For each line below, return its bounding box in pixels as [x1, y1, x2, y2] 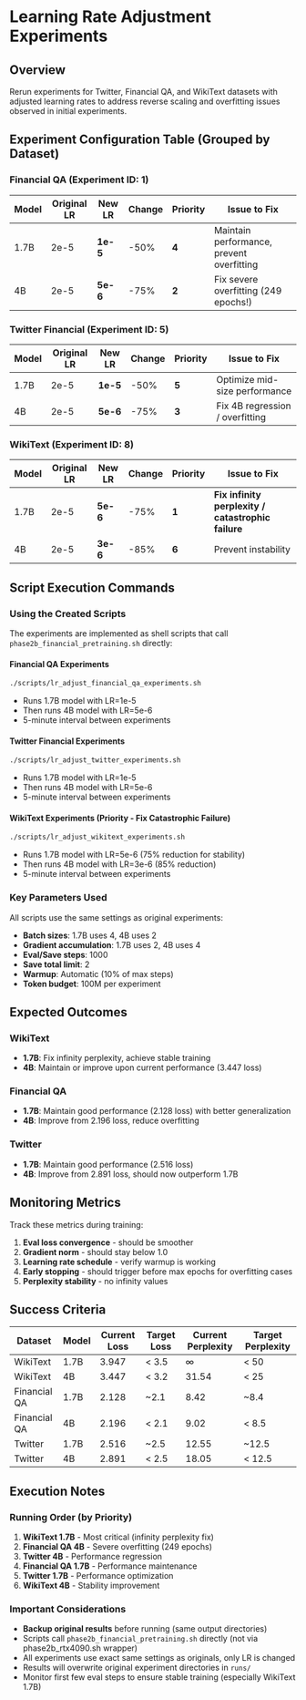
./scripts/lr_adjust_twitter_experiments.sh [9, 756, 181, 765]
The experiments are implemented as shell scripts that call [9, 627, 229, 639]
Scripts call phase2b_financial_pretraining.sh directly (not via [22, 1633, 259, 1644]
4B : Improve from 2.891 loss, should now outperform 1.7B [22, 1169, 239, 1180]
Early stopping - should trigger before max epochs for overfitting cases [22, 1265, 293, 1277]
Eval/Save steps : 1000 [22, 949, 108, 960]
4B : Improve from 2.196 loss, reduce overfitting [22, 1115, 200, 1127]
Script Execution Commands [9, 580, 176, 595]
